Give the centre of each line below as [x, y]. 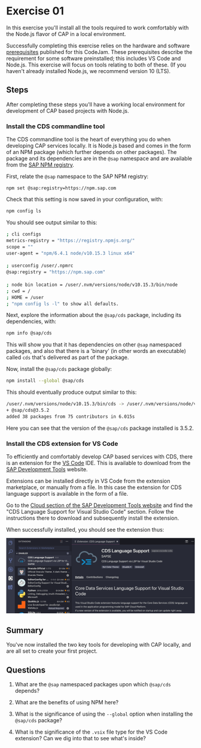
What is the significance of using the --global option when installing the [104, 714]
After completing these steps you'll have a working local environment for [96, 104]
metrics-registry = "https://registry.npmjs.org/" [71, 240]
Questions [26, 670]
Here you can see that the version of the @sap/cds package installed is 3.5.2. [100, 428]
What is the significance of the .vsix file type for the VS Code [91, 732]
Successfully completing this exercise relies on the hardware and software [98, 46]
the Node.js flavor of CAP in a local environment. [66, 34]
